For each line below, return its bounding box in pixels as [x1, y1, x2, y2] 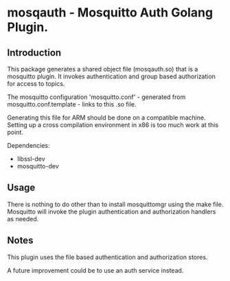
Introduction [7, 47, 62, 58]
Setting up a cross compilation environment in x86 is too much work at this [7, 121, 218, 128]
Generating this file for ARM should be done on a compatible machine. [7, 113, 206, 122]
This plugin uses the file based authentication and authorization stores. [7, 253, 208, 261]
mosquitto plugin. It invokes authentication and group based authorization [7, 72, 216, 80]
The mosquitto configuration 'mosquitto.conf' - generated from [7, 93, 186, 101]
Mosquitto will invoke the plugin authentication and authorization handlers [7, 207, 216, 216]
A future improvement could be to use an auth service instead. [7, 266, 184, 274]
